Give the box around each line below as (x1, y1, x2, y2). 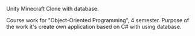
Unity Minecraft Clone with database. (6, 5, 99, 12)
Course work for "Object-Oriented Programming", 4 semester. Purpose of (6, 17, 190, 23)
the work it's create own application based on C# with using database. (6, 23, 182, 30)
